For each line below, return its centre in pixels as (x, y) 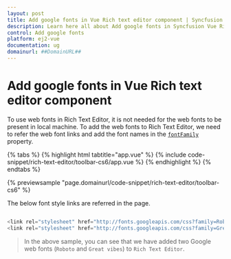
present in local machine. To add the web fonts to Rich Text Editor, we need (114, 126)
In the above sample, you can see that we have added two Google (118, 241)
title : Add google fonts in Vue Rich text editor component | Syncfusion (115, 20)
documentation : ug (33, 45)
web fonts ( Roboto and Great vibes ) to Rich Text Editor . (104, 249)
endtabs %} (24, 169)
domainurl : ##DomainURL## (44, 52)
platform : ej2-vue (33, 39)
